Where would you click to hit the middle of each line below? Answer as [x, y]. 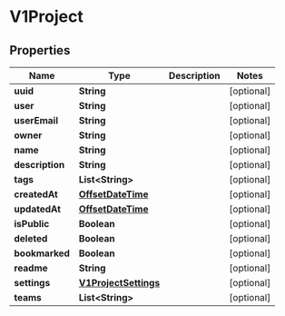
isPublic [32, 224]
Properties [40, 50]
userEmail [36, 120]
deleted [31, 238]
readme [31, 268]
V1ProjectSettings [119, 283]
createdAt [36, 194]
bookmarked [42, 253]
